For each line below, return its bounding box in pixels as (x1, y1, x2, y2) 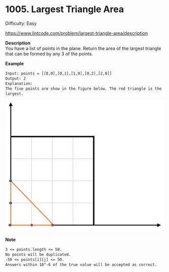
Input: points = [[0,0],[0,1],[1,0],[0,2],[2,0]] (5, 71, 112, 76)
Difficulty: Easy (5, 20, 37, 26)
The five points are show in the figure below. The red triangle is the (5, 86, 162, 91)
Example (5, 60, 24, 66)
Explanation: (5, 81, 33, 86)
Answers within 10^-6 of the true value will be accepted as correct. (5, 262, 157, 267)
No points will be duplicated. (5, 252, 71, 257)
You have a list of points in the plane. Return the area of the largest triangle (5, 45, 161, 51)
